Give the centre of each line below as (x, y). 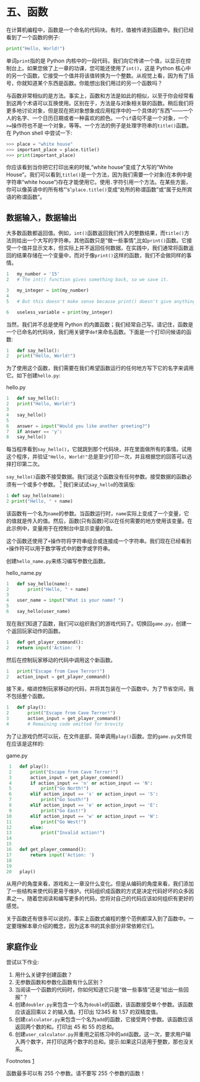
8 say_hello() (26, 437)
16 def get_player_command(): (46, 850)
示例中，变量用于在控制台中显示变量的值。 (63, 528)
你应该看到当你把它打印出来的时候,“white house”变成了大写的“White (90, 167)
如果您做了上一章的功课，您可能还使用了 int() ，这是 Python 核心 (106, 68)
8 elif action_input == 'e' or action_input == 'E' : (84, 805)
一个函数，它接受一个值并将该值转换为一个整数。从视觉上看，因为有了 (102, 76)
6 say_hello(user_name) (38, 612)
